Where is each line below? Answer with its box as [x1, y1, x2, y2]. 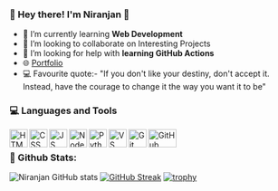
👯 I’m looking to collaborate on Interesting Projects [22, 38, 211, 49]
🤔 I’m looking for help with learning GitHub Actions [22, 48, 215, 59]
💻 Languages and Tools [9, 104, 118, 117]
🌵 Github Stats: [9, 151, 77, 164]
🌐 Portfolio [22, 58, 63, 69]
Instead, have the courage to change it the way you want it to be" [22, 81, 267, 92]
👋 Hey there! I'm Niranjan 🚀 [9, 8, 130, 21]
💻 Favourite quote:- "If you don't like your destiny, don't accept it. [22, 68, 270, 80]
